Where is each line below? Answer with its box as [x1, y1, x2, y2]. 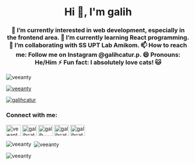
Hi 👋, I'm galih [64, 5, 133, 19]
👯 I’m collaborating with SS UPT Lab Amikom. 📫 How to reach [9, 41, 187, 49]
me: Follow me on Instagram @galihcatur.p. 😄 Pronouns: [15, 51, 181, 59]
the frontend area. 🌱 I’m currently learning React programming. [6, 33, 190, 42]
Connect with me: [6, 111, 58, 119]
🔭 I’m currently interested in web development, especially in [11, 26, 185, 35]
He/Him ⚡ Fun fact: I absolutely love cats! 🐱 [34, 59, 162, 67]
